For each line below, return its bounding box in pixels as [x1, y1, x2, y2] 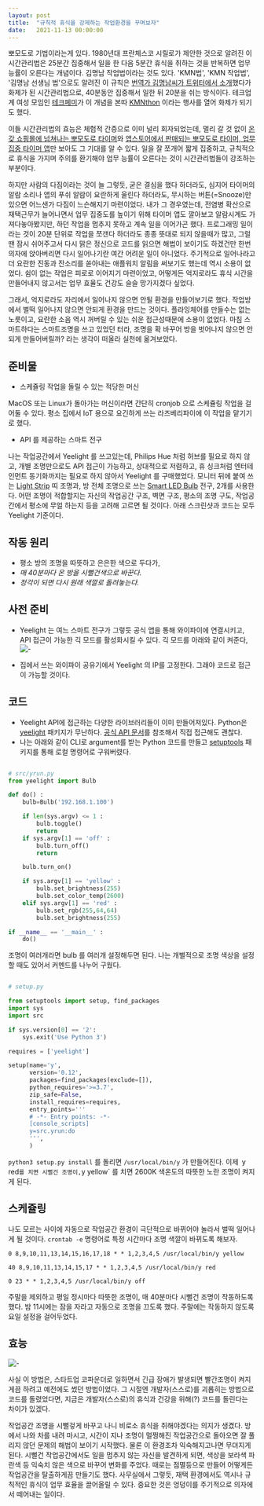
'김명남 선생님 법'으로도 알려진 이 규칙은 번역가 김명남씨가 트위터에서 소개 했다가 [8, 78, 251, 87]
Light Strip [16, 481, 50, 491]
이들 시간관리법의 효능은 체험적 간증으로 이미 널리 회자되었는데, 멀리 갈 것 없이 [8, 124, 247, 134]
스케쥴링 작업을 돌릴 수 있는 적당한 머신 [19, 382, 140, 391]
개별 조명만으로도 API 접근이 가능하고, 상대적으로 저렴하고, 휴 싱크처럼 [18, 461, 233, 471]
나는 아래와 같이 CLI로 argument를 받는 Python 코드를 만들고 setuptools [19, 737, 244, 746]
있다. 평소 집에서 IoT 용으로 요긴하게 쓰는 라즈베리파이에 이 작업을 [31, 409, 232, 418]
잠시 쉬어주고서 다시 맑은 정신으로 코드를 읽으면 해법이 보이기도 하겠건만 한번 [16, 239, 251, 248]
